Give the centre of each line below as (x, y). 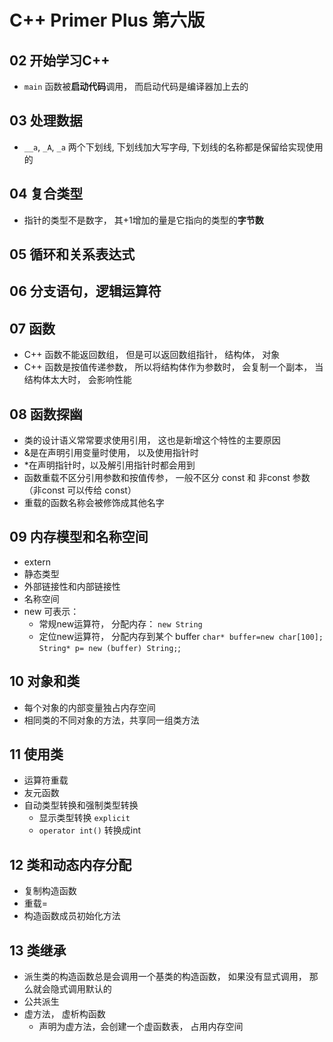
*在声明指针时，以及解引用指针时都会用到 (109, 465)
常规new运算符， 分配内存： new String (120, 623)
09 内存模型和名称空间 (79, 537)
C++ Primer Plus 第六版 (107, 20)
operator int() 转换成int (90, 830)
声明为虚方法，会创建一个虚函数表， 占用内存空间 (141, 1027)
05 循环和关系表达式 (72, 254)
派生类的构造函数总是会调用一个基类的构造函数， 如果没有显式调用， (165, 977)
